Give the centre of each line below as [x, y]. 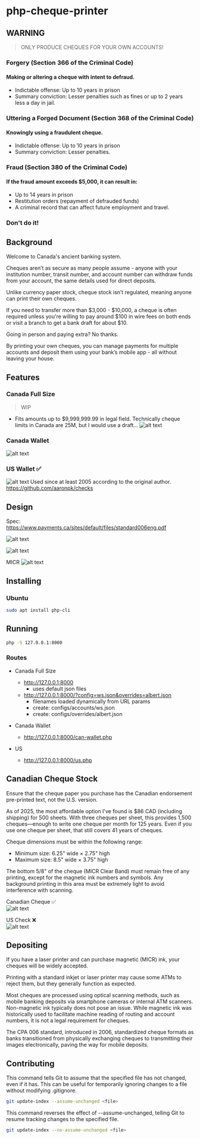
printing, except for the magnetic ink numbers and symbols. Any [85, 877]
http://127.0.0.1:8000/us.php [58, 760]
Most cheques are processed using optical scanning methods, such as [93, 995]
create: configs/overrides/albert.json [78, 714]
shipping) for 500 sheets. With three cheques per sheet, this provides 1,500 [99, 817]
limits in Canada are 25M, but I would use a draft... [76, 425]
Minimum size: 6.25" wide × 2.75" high [62, 853]
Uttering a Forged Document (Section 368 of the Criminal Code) [100, 119]
